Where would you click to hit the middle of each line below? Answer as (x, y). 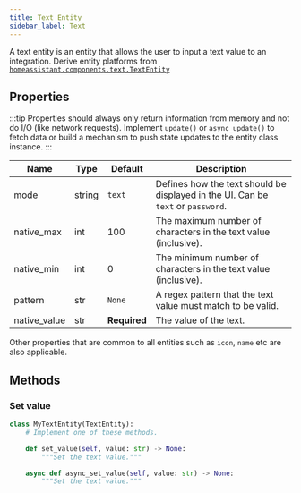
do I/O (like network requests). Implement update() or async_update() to (142, 128)
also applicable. (38, 352)
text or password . (191, 207)
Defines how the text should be (221, 184)
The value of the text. (200, 320)
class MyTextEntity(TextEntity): (72, 424)
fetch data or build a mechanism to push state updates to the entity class (144, 137)
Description (221, 169)
